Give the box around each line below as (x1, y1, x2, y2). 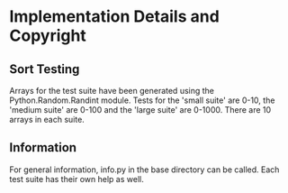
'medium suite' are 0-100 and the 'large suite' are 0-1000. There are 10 (9, 105, 272, 115)
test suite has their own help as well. (9, 173, 144, 184)
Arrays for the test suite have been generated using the (9, 86, 214, 96)
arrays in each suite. (9, 115, 85, 124)
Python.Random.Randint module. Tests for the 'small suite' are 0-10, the (9, 95, 275, 106)
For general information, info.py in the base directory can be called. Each (9, 164, 280, 175)
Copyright (9, 25, 87, 46)
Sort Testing (9, 61, 80, 77)
